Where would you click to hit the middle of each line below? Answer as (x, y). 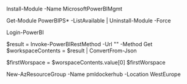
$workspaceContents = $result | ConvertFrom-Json (72, 51)
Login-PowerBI (25, 32)
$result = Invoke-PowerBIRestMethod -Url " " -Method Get (79, 44)
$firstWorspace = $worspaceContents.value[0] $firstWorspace (86, 62)
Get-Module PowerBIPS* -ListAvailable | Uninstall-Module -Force (89, 20)
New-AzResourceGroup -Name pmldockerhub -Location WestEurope (94, 74)
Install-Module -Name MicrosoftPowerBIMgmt (64, 9)
